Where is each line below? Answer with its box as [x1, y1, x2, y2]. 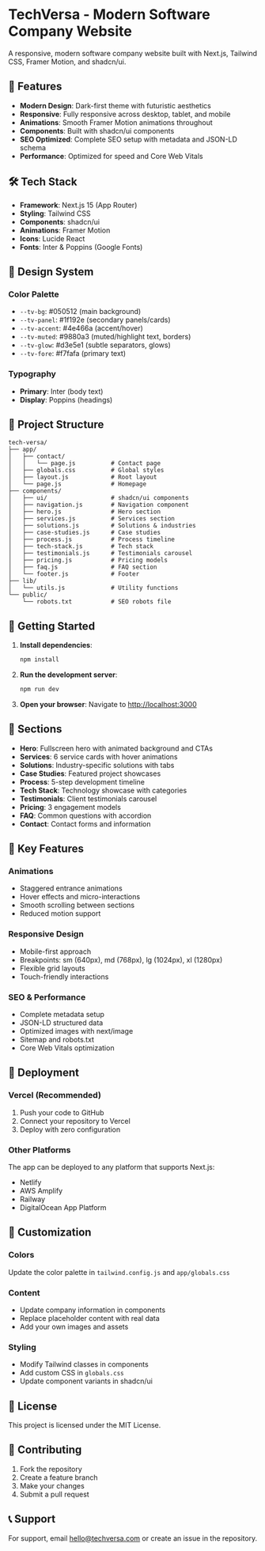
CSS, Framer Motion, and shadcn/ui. [8, 57, 127, 66]
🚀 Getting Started [8, 619, 96, 633]
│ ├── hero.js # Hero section [8, 508, 161, 516]
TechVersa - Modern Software [8, 6, 211, 24]
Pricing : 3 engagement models [19, 802, 121, 811]
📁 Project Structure [8, 418, 104, 431]
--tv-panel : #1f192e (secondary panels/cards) [19, 315, 172, 325]
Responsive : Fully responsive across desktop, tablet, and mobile [19, 109, 231, 119]
